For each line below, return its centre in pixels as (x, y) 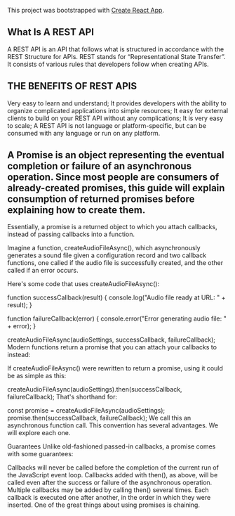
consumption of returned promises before (101, 199)
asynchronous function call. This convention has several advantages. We (113, 425)
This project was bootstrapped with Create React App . (86, 10)
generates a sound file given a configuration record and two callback (107, 255)
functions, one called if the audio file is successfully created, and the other (115, 263)
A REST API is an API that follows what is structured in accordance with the (116, 49)
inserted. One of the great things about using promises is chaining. (103, 505)
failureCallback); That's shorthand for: (62, 397)
